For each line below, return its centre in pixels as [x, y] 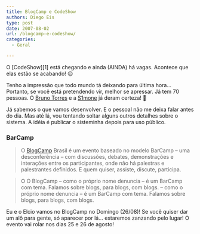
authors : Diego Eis [30, 17]
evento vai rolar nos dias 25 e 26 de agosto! [60, 224]
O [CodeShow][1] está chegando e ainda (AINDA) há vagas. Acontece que [97, 67]
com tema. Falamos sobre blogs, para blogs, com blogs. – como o [102, 187]
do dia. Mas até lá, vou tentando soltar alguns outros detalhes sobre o [92, 116]
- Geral [21, 45]
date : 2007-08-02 [28, 28]
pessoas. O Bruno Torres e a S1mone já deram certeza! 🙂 [76, 98]
